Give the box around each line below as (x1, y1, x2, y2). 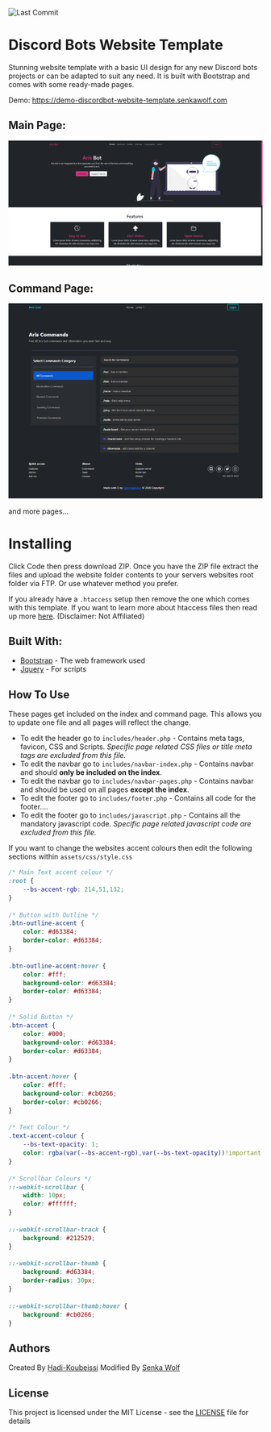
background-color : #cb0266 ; (23, 1089, 117, 1097)
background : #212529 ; (23, 1234, 95, 1242)
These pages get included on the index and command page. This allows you (8, 710, 262, 719)
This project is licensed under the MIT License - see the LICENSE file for (8, 1408, 248, 1417)
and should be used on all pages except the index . (19, 785, 190, 794)
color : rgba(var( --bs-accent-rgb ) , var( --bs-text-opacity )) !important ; (23, 1149, 265, 1157)
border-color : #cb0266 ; (23, 1097, 103, 1106)
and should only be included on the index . (19, 768, 163, 777)
